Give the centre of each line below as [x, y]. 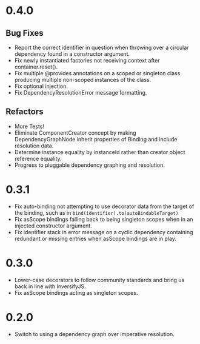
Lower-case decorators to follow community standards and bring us [99, 280]
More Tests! [29, 126]
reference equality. [38, 158]
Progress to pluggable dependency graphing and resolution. [89, 165]
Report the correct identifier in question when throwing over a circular [102, 47]
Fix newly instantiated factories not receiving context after [87, 60]
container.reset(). [36, 67]
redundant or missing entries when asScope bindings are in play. [95, 238]
